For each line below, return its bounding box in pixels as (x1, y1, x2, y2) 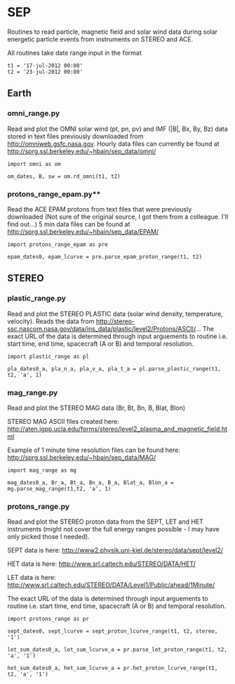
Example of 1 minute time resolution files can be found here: (7, 446, 180, 454)
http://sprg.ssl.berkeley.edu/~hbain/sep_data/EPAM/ (7, 227, 159, 235)
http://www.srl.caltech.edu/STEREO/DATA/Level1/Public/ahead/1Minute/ (7, 581, 215, 589)
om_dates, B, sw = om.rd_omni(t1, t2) (7, 173, 121, 180)
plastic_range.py (7, 293, 67, 303)
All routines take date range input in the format (7, 49, 142, 57)
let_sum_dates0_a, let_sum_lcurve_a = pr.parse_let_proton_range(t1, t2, (7, 646, 228, 654)
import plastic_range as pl (7, 353, 90, 360)
